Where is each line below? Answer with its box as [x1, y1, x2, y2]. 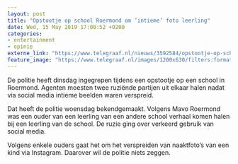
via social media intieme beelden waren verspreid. [7, 90, 154, 99]
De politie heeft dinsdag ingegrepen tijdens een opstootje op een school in [7, 76, 225, 84]
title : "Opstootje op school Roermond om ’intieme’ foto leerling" [7, 17, 211, 24]
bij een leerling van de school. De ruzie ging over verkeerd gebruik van [7, 119, 215, 128]
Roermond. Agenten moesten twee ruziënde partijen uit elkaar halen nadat [7, 83, 225, 92]
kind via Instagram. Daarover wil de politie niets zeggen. [7, 148, 171, 156]
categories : [7, 30, 42, 37]
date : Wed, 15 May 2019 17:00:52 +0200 [7, 23, 125, 30]
